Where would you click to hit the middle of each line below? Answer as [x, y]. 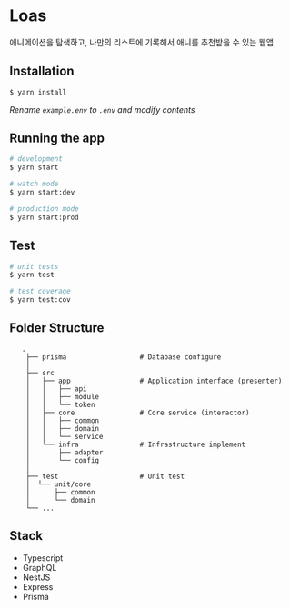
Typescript [43, 558]
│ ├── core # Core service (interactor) [138, 413]
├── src [40, 373]
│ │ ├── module [63, 396]
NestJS [36, 577]
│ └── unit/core [59, 484]
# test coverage [40, 292]
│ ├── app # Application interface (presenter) [154, 381]
